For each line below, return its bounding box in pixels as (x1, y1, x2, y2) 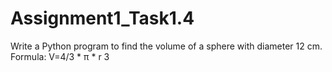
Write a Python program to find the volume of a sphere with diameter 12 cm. (10, 40, 323, 52)
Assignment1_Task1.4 (10, 7, 195, 30)
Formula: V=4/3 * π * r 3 (10, 50, 110, 62)
